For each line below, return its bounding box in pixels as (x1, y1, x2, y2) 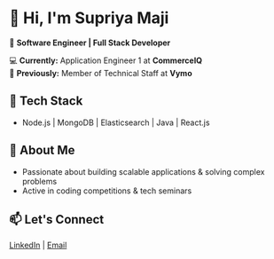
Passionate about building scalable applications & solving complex (21, 166, 265, 177)
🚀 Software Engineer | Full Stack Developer (9, 37, 171, 48)
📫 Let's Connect (9, 212, 105, 227)
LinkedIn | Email (9, 239, 67, 251)
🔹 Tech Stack (9, 93, 83, 109)
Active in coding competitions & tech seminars (21, 185, 192, 196)
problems (21, 176, 58, 186)
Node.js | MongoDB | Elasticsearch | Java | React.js (21, 117, 210, 128)
